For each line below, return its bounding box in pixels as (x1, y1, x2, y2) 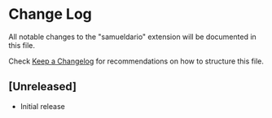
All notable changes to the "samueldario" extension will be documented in (8, 32, 257, 42)
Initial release (20, 101, 65, 111)
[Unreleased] (8, 80, 77, 94)
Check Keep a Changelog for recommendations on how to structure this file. (8, 56, 265, 66)
